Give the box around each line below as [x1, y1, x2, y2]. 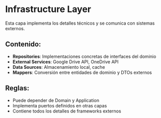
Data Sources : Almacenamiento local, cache [12, 64, 105, 70]
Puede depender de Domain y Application [12, 97, 100, 103]
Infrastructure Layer [5, 4, 92, 15]
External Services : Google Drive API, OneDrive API [12, 59, 119, 65]
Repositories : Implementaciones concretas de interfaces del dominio [12, 53, 156, 59]
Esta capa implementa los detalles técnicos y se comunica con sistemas [5, 20, 155, 26]
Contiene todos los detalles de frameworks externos [12, 108, 122, 114]
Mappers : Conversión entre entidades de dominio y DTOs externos [12, 69, 152, 75]
